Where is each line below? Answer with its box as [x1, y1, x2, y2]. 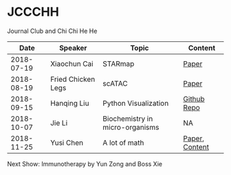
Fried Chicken [50, 74, 96, 84]
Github [183, 94, 205, 104]
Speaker [59, 43, 87, 52]
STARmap [102, 59, 135, 69]
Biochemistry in [102, 114, 153, 124]
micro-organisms [102, 122, 159, 132]
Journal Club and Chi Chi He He [7, 27, 98, 35]
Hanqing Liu [50, 98, 89, 108]
